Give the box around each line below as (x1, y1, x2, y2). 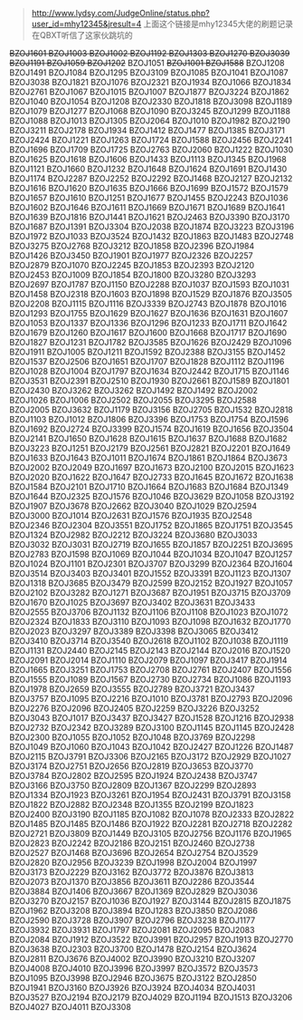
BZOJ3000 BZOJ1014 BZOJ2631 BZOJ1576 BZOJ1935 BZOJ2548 (9, 510, 253, 520)
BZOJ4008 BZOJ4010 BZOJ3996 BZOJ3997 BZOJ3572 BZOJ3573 (9, 963, 259, 974)
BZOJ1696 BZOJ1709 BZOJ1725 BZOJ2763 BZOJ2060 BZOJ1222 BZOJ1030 (9, 144, 294, 155)
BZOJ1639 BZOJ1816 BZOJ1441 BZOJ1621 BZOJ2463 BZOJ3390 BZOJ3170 (9, 212, 290, 222)
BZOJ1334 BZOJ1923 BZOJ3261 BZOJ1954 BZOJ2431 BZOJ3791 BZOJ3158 (9, 790, 291, 801)
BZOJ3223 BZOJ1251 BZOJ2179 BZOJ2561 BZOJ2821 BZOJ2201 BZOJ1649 (9, 443, 291, 453)
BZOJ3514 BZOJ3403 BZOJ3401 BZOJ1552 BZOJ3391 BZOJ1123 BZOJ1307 (9, 568, 291, 578)
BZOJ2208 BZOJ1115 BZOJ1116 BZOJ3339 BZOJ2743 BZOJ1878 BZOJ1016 (9, 298, 288, 309)
